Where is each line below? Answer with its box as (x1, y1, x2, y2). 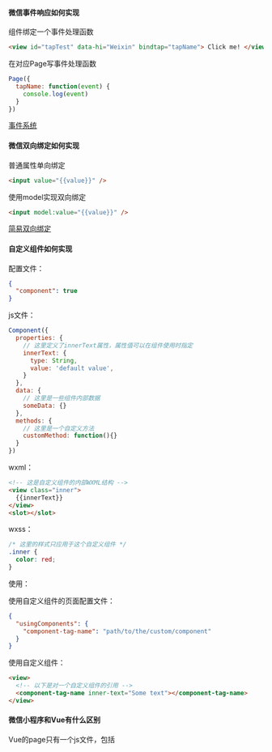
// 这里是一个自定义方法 (23, 424, 95, 432)
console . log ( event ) (23, 90, 89, 98)
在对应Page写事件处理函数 (8, 59, 97, 69)
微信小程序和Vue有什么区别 (8, 715, 101, 724)
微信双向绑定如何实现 (8, 141, 79, 151)
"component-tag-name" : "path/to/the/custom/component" (23, 627, 212, 635)
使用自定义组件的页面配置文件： (8, 596, 115, 605)
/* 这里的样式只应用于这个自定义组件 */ (8, 541, 127, 549)
